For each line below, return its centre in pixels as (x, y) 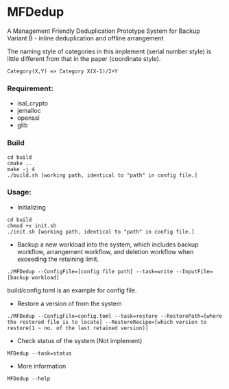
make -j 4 (21, 169)
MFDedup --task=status (39, 353)
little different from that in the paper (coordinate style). (84, 58)
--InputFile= (194, 271)
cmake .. (20, 163)
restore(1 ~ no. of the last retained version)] (78, 328)
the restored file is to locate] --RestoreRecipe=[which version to (107, 322)
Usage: (20, 192)
